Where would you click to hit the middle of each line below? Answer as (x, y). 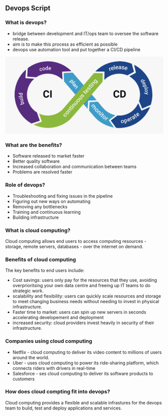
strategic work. (28, 291)
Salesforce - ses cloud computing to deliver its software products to (83, 373)
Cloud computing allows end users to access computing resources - (76, 241)
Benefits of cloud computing (41, 259)
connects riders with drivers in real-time (54, 368)
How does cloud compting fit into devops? (58, 392)
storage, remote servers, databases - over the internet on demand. (74, 246)
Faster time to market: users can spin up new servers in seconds (79, 312)
